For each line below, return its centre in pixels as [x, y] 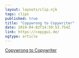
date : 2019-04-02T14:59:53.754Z [38, 28]
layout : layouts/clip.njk [31, 9]
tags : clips [17, 14]
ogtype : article [21, 37]
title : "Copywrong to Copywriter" [40, 23]
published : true [21, 18]
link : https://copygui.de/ [32, 32]
